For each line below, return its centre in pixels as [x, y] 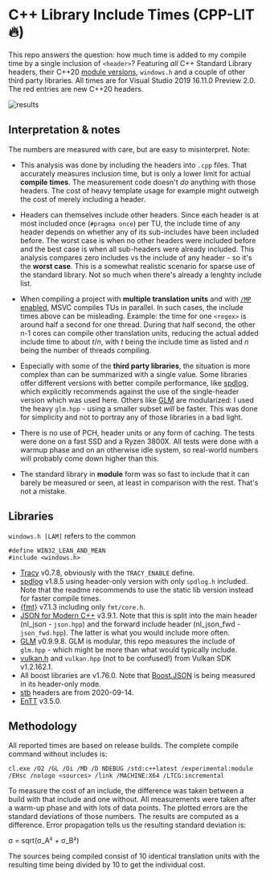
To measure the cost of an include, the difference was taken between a [126, 791]
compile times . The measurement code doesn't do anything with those [138, 182]
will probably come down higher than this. [89, 458]
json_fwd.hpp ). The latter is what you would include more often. [125, 632]
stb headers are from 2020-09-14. [77, 692]
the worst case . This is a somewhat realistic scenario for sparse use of [137, 266]
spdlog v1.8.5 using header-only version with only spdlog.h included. [134, 581]
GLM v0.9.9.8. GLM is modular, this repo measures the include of [127, 641]
